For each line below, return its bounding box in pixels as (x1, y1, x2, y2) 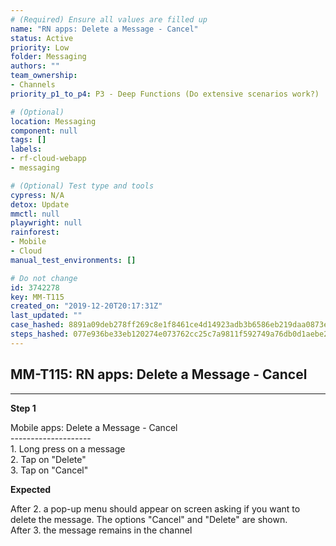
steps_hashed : (10, 329, 70, 339)
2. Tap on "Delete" (10, 453, 87, 465)
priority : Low (10, 42, 70, 53)
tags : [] (10, 135, 47, 145)
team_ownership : (10, 71, 78, 81)
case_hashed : (10, 320, 65, 330)
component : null (10, 126, 78, 136)
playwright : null (10, 218, 83, 228)
